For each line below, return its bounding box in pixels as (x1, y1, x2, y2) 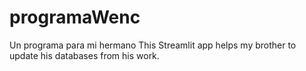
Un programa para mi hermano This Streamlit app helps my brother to (9, 39, 297, 51)
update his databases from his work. (9, 49, 160, 61)
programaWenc (9, 6, 141, 29)
